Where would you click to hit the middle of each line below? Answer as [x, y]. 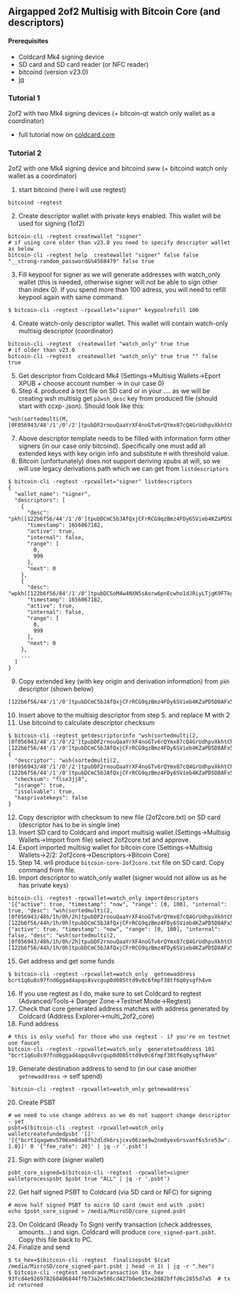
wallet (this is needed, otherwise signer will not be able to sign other [118, 282]
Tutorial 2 [25, 153]
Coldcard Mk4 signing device [61, 57]
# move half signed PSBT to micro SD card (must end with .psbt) [106, 1205]
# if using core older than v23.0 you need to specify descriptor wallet [119, 243]
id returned [26, 1285]
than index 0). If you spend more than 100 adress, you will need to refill [122, 290]
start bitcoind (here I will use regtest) [72, 190]
